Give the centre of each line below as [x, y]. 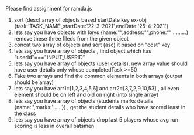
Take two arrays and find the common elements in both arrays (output [98, 76]
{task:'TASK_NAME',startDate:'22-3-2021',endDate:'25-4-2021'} [91, 26]
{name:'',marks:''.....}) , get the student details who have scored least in [100, 107]
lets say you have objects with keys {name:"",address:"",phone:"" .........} [101, 32]
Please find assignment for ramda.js [49, 9]
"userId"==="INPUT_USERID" [49, 57]
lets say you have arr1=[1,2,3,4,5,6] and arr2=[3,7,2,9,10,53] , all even [96, 88]
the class [25, 113]
